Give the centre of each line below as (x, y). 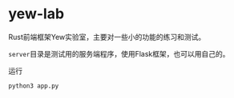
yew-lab (36, 14)
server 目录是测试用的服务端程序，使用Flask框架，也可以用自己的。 (119, 53)
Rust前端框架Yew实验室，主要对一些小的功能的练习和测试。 (107, 37)
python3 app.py (34, 86)
